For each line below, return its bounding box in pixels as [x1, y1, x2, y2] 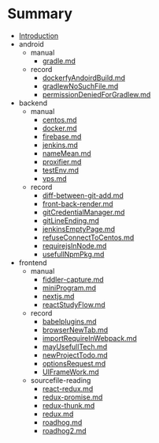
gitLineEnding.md [42, 215, 100, 225]
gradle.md [42, 56, 76, 66]
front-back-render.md [42, 199, 113, 208]
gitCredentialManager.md [42, 207, 125, 217]
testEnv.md [42, 165, 79, 175]
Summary [7, 5, 72, 23]
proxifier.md [42, 157, 82, 166]
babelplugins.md [42, 316, 97, 326]
